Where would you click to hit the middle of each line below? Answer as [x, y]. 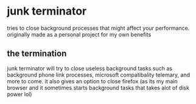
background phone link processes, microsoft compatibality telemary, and [99, 75]
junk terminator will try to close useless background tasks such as [90, 68]
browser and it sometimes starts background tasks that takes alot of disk [98, 88]
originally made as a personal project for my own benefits [79, 34]
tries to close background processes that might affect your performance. [98, 28]
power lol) [19, 94]
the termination [37, 54]
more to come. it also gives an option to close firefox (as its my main [93, 81]
